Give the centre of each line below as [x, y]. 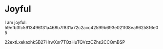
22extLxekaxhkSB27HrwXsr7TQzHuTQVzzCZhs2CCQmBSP [65, 42]
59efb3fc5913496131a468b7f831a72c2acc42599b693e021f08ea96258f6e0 [81, 27]
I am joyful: [16, 22]
